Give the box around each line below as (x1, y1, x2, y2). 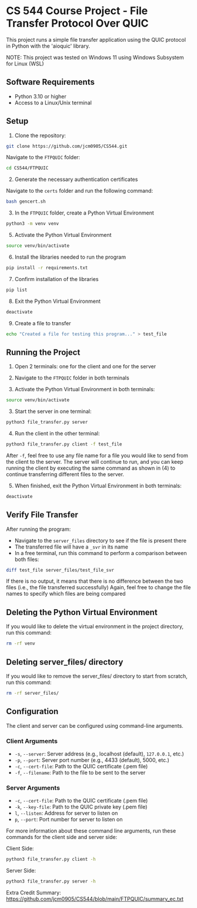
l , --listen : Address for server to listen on (14, 810, 118, 817)
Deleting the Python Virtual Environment (6, 607, 158, 617)
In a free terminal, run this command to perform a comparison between (14, 549, 187, 556)
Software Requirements (6, 77, 95, 87)
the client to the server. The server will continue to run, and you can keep (6, 458, 183, 465)
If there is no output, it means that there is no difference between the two (6, 577, 183, 585)
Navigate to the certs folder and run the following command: (6, 187, 153, 194)
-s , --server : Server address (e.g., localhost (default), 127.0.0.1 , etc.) (14, 750, 184, 757)
